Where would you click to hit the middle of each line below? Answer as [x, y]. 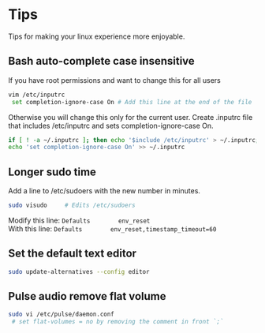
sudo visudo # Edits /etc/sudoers [72, 206]
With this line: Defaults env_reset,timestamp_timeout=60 [112, 228]
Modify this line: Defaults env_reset [79, 220]
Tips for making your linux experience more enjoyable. [97, 36]
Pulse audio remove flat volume [88, 296]
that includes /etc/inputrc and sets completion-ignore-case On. [111, 125]
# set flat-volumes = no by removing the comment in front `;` [118, 322]
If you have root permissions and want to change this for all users [114, 80]
